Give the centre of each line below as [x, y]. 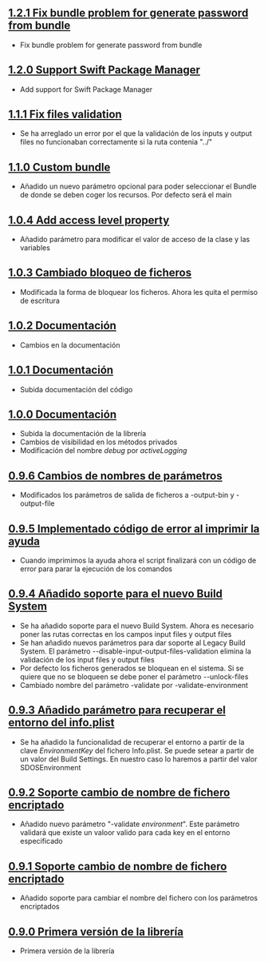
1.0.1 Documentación [61, 370]
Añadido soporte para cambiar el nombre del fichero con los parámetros [138, 898]
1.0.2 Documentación [63, 326]
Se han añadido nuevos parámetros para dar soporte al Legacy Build [132, 642]
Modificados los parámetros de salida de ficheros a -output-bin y [127, 495]
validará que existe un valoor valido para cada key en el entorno [125, 833]
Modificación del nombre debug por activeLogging [103, 451]
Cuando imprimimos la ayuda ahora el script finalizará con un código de [138, 560]
